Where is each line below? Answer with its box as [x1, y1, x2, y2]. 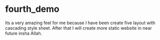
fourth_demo [5, 3, 60, 15]
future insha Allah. [5, 30, 42, 36]
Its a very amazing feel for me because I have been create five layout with [5, 20, 156, 26]
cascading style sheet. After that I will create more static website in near [5, 25, 152, 31]
